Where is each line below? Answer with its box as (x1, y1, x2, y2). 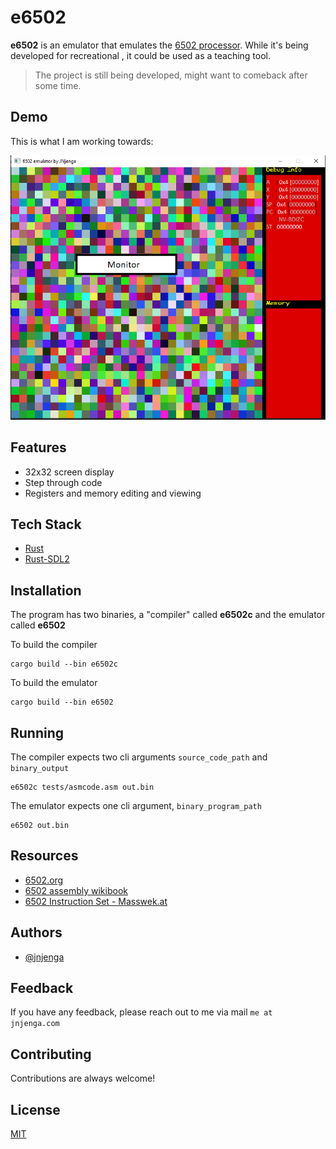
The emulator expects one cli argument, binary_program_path (10, 800, 262, 812)
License (10, 1101, 61, 1118)
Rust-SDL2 (24, 553, 70, 565)
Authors (10, 924, 63, 941)
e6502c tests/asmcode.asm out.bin (10, 782, 155, 793)
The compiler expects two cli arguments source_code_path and (10, 751, 268, 763)
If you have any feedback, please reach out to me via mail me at (10, 1006, 273, 1018)
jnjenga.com (10, 1019, 60, 1029)
